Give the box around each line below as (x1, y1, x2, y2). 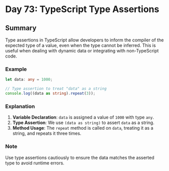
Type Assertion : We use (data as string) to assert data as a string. (12, 120, 154, 126)
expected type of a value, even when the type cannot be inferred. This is (5, 42, 156, 48)
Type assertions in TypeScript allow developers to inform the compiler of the (5, 37, 164, 43)
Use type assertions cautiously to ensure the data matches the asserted (5, 154, 154, 160)
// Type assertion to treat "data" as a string (5, 86, 107, 91)
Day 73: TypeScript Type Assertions (5, 4, 159, 15)
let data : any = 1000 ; (5, 77, 53, 82)
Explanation (5, 102, 35, 109)
